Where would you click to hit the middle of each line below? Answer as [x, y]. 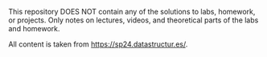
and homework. [34, 28]
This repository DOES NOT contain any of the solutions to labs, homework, [132, 12]
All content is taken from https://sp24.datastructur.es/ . [98, 44]
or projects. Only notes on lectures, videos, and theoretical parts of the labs [133, 20]
